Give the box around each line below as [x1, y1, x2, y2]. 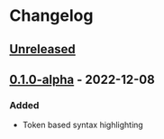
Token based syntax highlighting [22, 119, 144, 131]
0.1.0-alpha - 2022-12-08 [9, 71, 155, 87]
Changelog [9, 5, 94, 26]
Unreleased [9, 42, 77, 57]
